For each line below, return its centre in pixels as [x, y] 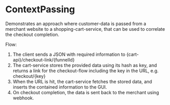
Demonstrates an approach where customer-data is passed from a [76, 24]
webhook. [23, 98]
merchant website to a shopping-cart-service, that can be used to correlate [85, 29]
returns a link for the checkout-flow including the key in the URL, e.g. [86, 71]
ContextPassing [40, 9]
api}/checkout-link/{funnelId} [44, 59]
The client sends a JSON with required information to [69, 54]
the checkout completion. [32, 34]
